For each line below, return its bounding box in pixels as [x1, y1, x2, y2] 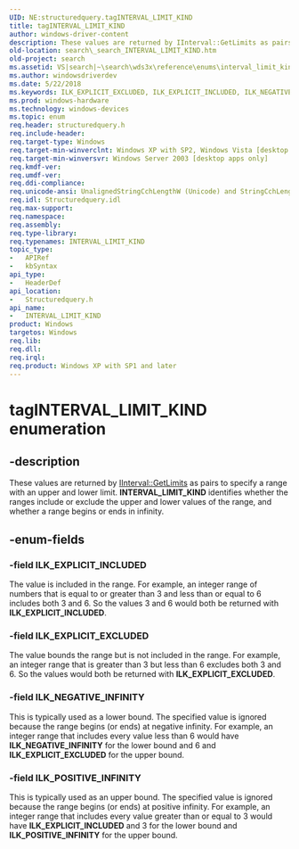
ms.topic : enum [9, 112, 66, 121]
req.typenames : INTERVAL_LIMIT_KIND [9, 237, 145, 246]
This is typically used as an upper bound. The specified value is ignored [9, 791, 273, 803]
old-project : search [9, 54, 86, 63]
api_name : [9, 303, 46, 312]
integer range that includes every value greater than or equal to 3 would [9, 811, 273, 821]
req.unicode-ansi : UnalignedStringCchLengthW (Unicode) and [9, 187, 238, 196]
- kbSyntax [9, 262, 58, 271]
